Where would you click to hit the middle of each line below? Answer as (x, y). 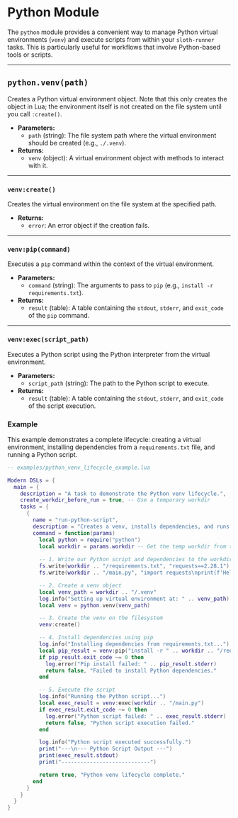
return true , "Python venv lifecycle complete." (112, 775)
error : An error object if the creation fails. (89, 226)
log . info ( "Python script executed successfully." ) (115, 742)
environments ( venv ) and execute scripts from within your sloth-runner (111, 39)
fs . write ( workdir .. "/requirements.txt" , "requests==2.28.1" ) (134, 566)
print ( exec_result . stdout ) (79, 756)
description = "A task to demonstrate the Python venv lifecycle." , (123, 494)
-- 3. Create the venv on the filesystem (101, 618)
